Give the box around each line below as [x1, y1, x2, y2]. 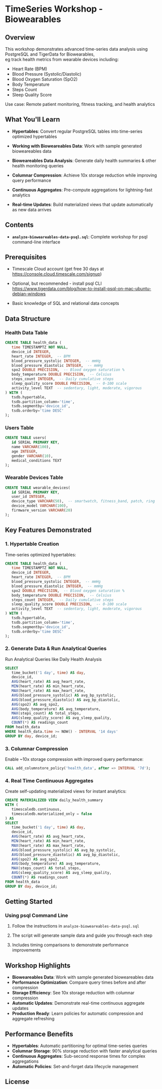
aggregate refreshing [12, 1016, 55, 1022]
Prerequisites [5, 253, 47, 261]
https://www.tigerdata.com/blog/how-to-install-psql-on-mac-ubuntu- [12, 286, 151, 292]
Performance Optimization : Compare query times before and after [12, 979, 146, 986]
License [5, 1078, 30, 1086]
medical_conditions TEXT [11, 458, 62, 463]
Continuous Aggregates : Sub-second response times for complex [12, 1053, 146, 1059]
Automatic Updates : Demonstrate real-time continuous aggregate [12, 1000, 145, 1006]
